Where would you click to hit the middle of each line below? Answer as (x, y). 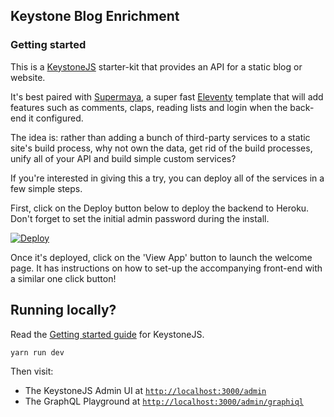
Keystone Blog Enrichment (95, 16)
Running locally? (63, 310)
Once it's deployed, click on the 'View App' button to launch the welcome (161, 257)
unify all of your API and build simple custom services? (123, 158)
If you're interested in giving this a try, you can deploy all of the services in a (167, 178)
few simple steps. (46, 188)
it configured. (56, 118)
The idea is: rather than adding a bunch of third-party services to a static (160, 137)
